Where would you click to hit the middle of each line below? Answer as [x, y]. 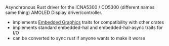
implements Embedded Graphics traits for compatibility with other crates [88, 22]
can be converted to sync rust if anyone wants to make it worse [79, 38]
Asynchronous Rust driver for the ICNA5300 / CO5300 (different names [80, 7]
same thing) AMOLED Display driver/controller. [54, 12]
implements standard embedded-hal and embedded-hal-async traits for [88, 27]
